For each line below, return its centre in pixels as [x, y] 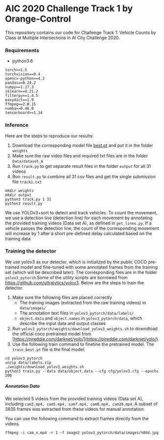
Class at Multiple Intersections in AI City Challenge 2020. [62, 38]
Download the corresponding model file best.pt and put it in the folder [82, 145]
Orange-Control [38, 19]
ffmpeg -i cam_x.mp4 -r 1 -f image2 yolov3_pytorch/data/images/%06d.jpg [82, 433]
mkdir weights [20, 191]
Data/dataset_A [28, 161]
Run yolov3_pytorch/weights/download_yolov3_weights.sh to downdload [85, 328]
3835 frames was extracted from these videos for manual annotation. [75, 409]
